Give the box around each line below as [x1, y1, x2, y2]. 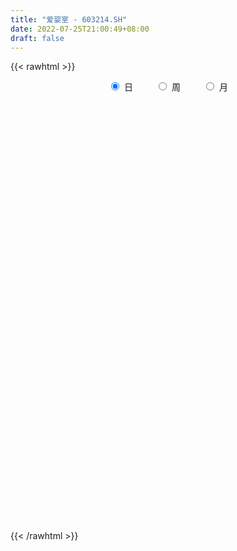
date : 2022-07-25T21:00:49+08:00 [10, 24, 150, 34]
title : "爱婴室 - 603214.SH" [10, 14, 128, 25]
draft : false [10, 33, 65, 43]
